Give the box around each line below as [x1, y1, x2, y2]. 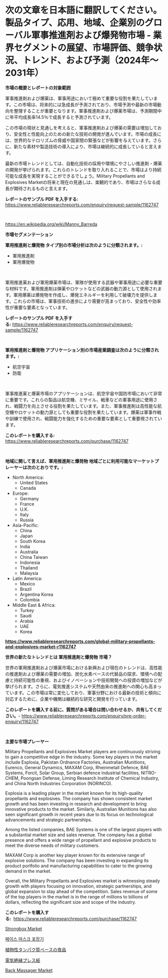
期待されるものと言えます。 [13, 185, 71, 191]
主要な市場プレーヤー [5, 738, 49, 744]
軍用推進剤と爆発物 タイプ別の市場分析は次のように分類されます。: [5, 242, 143, 248]
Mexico [19, 580, 35, 586]
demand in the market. [5, 868, 51, 874]
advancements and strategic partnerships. [5, 817, 92, 823]
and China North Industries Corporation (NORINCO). [5, 780, 113, 786]
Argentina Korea [19, 591, 53, 597]
